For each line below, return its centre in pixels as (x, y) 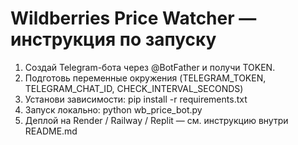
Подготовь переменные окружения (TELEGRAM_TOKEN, (145, 78)
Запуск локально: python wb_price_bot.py (113, 109)
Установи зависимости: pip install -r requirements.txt (136, 99)
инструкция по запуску (113, 39)
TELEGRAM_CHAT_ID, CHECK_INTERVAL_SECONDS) (134, 88)
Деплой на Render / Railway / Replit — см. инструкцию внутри (156, 120)
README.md (51, 131)
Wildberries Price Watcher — (133, 18)
